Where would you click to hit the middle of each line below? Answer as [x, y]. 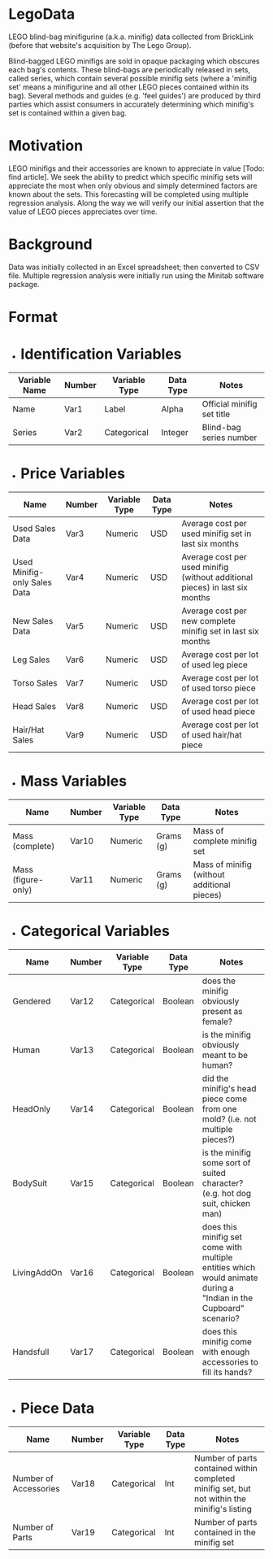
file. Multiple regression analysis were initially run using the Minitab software [136, 275]
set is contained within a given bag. [68, 113]
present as [222, 1011]
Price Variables [73, 474]
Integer [175, 432]
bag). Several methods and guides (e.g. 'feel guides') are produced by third [135, 95]
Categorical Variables [95, 931]
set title [216, 414]
